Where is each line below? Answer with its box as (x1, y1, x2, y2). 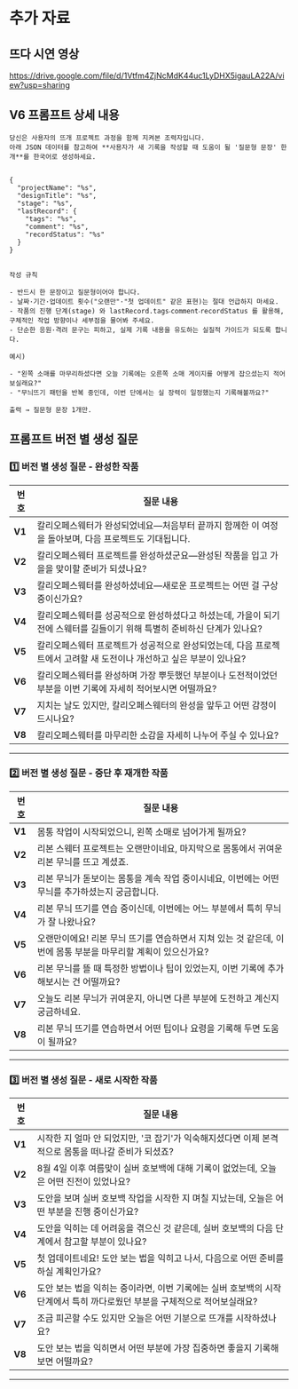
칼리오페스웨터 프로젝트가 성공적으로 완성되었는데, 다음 (36, 639, 254, 651)
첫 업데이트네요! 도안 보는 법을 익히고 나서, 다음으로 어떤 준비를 (36, 1252, 284, 1265)
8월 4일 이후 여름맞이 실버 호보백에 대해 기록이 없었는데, (36, 1163, 258, 1175)
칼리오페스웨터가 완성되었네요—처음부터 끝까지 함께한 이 (36, 519, 260, 531)
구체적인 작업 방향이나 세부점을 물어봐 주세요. (9, 316, 155, 325)
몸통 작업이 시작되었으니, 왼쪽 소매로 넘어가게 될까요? (36, 825, 247, 837)
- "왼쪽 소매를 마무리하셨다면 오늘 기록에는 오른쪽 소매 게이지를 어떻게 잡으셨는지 (9, 369, 270, 378)
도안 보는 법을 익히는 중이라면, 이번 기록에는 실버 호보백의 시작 (36, 1282, 282, 1295)
